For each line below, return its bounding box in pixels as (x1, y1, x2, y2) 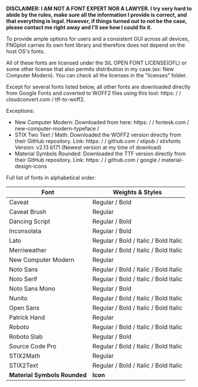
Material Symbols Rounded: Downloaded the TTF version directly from (14, 150, 186, 157)
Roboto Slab (9, 333, 43, 340)
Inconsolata (9, 227, 42, 235)
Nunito (9, 294, 28, 302)
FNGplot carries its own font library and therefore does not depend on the (6, 41, 186, 48)
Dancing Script (9, 217, 51, 225)
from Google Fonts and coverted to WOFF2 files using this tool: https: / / (6, 90, 181, 96)
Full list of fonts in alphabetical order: (6, 174, 96, 181)
